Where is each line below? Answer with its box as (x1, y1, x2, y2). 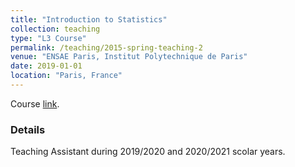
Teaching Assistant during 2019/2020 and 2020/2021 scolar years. (10, 146, 286, 158)
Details (10, 122, 46, 136)
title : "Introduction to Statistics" (10, 14, 168, 25)
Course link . (10, 97, 60, 110)
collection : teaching (10, 24, 101, 34)
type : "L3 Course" (10, 33, 87, 43)
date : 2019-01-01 (10, 61, 83, 71)
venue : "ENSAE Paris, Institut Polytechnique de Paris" (10, 52, 248, 62)
